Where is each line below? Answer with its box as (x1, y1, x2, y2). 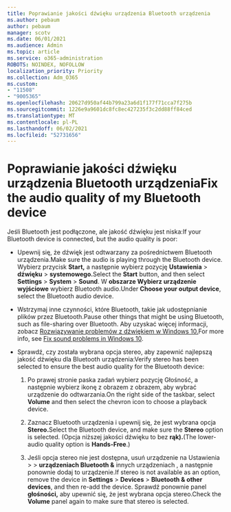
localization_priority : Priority (7, 67, 103, 74)
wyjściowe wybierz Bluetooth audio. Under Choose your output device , (16, 285, 221, 293)
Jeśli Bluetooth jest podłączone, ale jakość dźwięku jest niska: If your (7, 227, 201, 236)
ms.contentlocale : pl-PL (7, 118, 78, 126)
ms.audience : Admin (7, 42, 63, 49)
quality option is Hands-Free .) (45, 441, 131, 449)
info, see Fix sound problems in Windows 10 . (16, 335, 144, 343)
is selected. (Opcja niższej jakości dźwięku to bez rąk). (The (27, 433, 197, 441)
